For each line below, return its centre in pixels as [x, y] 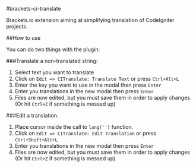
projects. [17, 26]
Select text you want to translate [54, 72]
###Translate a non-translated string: [52, 61]
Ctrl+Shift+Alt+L [36, 140]
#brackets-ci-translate [34, 9]
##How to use [23, 38]
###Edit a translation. [32, 115]
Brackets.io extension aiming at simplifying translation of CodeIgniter [91, 20]
